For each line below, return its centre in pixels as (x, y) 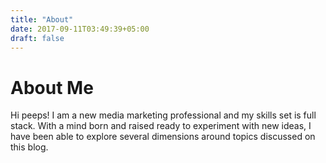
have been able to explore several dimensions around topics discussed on (163, 137)
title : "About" (42, 19)
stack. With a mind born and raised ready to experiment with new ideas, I (161, 126)
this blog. (29, 147)
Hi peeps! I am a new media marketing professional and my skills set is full (163, 115)
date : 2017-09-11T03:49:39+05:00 (80, 29)
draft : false (37, 38)
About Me (52, 87)
